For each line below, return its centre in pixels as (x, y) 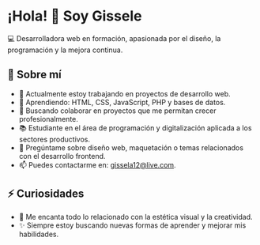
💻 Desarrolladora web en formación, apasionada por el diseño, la (114, 38)
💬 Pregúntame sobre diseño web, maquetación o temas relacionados (131, 147)
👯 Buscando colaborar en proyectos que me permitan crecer (117, 111)
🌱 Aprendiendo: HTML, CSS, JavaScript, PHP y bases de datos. (122, 102)
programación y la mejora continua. (65, 50)
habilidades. (39, 234)
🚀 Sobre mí (34, 75)
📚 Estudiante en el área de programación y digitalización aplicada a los (135, 128)
